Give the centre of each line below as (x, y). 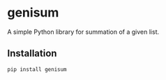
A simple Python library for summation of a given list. (83, 32)
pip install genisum (37, 69)
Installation (32, 53)
